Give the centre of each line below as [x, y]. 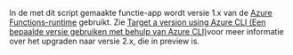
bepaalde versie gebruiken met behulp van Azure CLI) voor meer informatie [146, 31]
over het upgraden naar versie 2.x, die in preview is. [105, 41]
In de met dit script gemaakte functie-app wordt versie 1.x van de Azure [141, 13]
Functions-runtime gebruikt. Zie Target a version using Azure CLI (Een [138, 22]
